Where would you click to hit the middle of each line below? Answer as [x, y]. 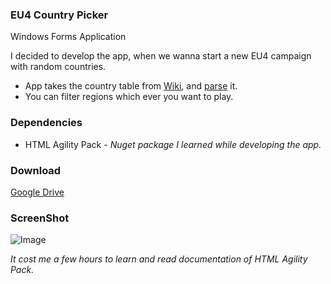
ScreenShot [40, 218]
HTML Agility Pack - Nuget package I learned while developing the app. [173, 144]
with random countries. [58, 67]
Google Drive [37, 192]
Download [36, 170]
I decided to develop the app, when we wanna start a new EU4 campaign [161, 56]
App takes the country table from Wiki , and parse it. [131, 86]
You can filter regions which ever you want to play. [129, 97]
